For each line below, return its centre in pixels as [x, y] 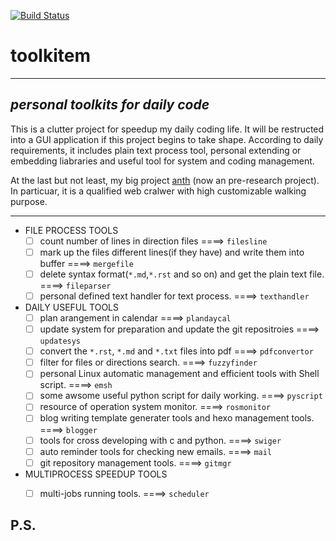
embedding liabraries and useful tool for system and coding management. [162, 161]
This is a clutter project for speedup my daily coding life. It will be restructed [167, 129]
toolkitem [50, 56]
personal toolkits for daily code [110, 105]
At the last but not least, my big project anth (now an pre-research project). [165, 180]
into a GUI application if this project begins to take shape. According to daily [167, 139]
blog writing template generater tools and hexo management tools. [177, 418]
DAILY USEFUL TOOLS [72, 307]
